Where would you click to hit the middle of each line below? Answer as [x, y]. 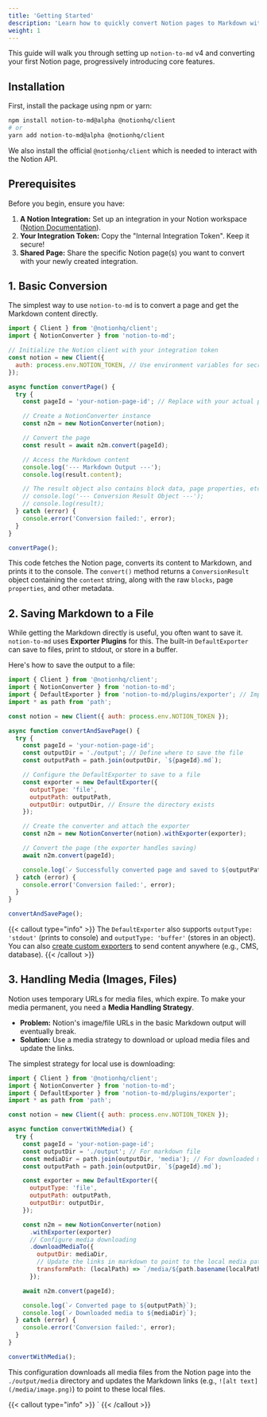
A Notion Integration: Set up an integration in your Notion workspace [133, 218]
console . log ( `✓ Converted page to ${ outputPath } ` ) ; [110, 1305]
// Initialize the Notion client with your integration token [113, 350]
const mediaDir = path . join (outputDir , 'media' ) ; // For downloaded [138, 1159]
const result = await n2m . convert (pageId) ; [96, 445]
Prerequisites [42, 184]
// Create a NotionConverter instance [87, 416]
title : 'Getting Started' [51, 16]
